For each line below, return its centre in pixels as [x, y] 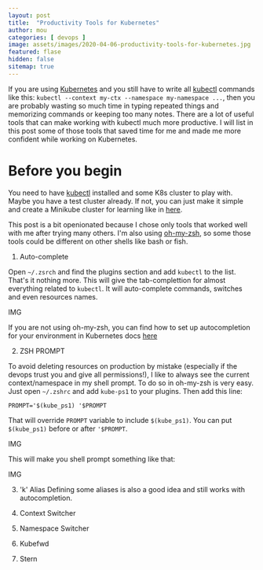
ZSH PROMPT [42, 351]
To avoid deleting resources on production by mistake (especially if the [123, 366]
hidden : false [31, 60]
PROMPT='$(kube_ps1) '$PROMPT [58, 406]
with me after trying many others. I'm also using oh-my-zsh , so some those [130, 233]
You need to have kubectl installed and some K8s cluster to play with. [121, 193]
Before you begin [65, 171]
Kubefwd [34, 543]
